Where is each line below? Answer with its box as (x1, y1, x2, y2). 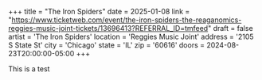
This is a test (8, 64, 50, 74)
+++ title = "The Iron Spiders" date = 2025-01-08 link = (8, 7, 190, 16)
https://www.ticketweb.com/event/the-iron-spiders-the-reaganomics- (11, 15, 242, 25)
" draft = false (207, 24, 253, 32)
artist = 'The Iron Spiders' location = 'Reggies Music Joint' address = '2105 (8, 32, 254, 41)
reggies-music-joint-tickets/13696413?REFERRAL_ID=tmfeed (8, 24, 209, 32)
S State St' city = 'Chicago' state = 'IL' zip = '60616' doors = (8, 40, 205, 50)
